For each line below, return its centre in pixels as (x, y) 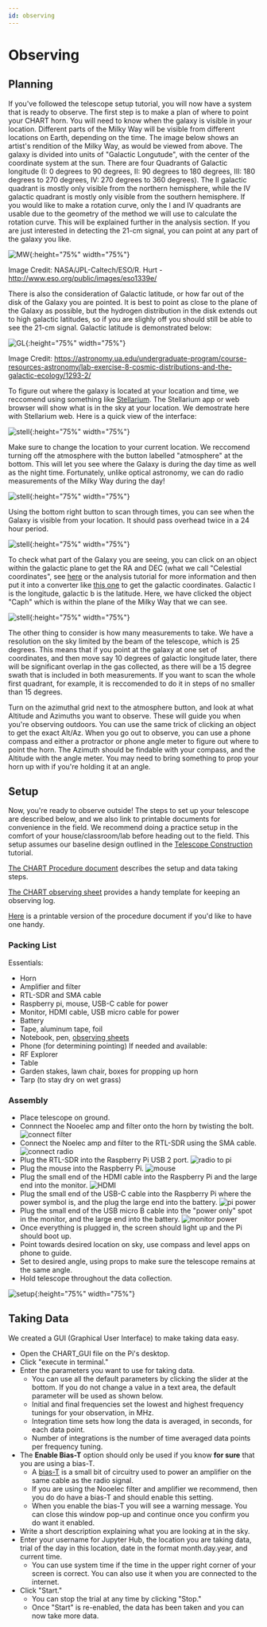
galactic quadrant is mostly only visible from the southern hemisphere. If (127, 197)
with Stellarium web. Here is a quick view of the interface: (103, 416)
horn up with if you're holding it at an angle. (79, 766)
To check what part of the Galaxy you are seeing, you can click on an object (133, 559)
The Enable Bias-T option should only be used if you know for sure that (137, 1455)
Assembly (28, 1100)
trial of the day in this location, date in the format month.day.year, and (133, 1548)
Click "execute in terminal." (64, 1362)
